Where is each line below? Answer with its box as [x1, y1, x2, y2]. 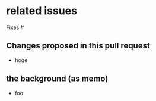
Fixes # [6, 24, 24, 31]
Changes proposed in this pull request [6, 41, 150, 51]
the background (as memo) [6, 74, 109, 84]
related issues [6, 4, 77, 18]
